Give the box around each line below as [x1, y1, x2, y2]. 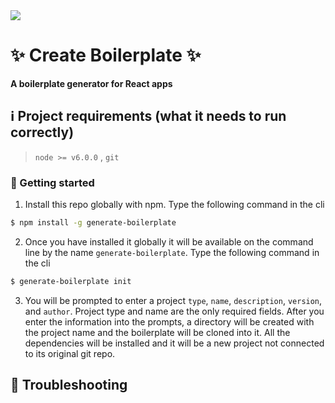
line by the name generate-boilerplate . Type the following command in [24, 246, 320, 258]
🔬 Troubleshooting [10, 377, 128, 394]
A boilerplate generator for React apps [10, 77, 173, 89]
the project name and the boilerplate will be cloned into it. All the [24, 326, 291, 338]
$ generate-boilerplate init [10, 276, 132, 286]
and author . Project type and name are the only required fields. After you [24, 305, 325, 317]
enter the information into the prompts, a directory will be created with [24, 315, 315, 328]
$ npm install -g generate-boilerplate [10, 218, 177, 228]
